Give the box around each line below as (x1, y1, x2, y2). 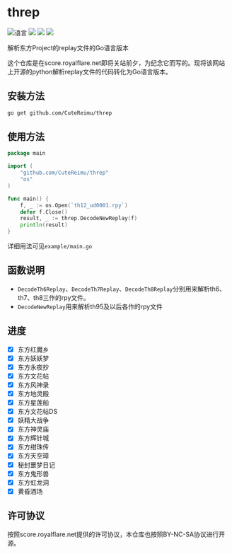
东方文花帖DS (17, 408, 58, 416)
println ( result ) (20, 221, 69, 229)
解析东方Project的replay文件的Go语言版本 (7, 43, 129, 52)
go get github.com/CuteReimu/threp (7, 109, 112, 117)
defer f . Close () (20, 208, 69, 216)
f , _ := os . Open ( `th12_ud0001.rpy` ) (20, 202, 129, 209)
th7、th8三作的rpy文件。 (17, 293, 90, 301)
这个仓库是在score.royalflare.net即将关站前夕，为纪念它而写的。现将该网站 (7, 58, 225, 67)
